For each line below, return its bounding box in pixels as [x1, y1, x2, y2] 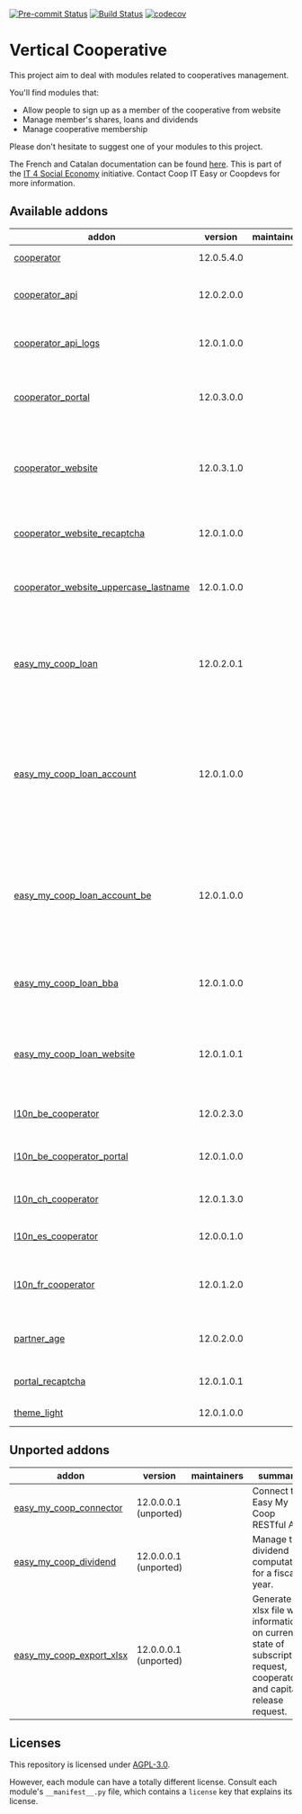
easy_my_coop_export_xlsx [13, 1648, 129, 1661]
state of [252, 1638, 285, 1650]
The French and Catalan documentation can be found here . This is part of [9, 158, 282, 169]
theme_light [13, 1406, 64, 1419]
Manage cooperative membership [22, 123, 148, 134]
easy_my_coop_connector [13, 1501, 123, 1513]
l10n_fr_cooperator [13, 1278, 95, 1290]
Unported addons [9, 1442, 111, 1458]
